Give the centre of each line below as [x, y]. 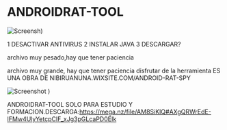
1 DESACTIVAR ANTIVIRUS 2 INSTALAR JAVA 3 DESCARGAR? [94, 44]
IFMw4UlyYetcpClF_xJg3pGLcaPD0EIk [62, 119]
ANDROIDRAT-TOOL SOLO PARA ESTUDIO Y [70, 104]
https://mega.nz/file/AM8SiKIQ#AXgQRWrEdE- [146, 112]
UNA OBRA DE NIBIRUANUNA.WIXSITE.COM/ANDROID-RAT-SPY [99, 78]
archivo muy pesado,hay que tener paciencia [71, 57]
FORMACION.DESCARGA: [43, 112]
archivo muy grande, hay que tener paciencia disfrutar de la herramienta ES [114, 70]
